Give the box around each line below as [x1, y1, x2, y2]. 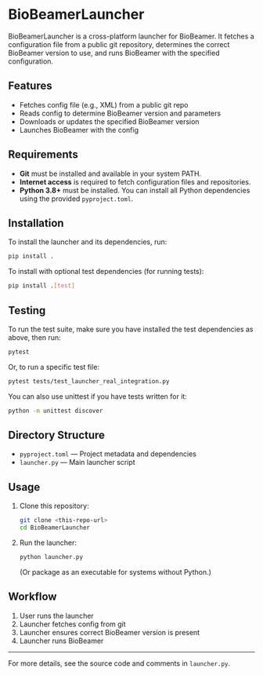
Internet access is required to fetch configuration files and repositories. [19, 177, 251, 186]
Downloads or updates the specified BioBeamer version [19, 116, 200, 126]
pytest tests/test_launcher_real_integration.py [8, 377, 170, 386]
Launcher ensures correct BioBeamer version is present [19, 627, 200, 637]
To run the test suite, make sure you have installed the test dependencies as [8, 324, 254, 334]
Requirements [8, 148, 78, 162]
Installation [8, 216, 64, 229]
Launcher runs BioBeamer [19, 636, 104, 645]
